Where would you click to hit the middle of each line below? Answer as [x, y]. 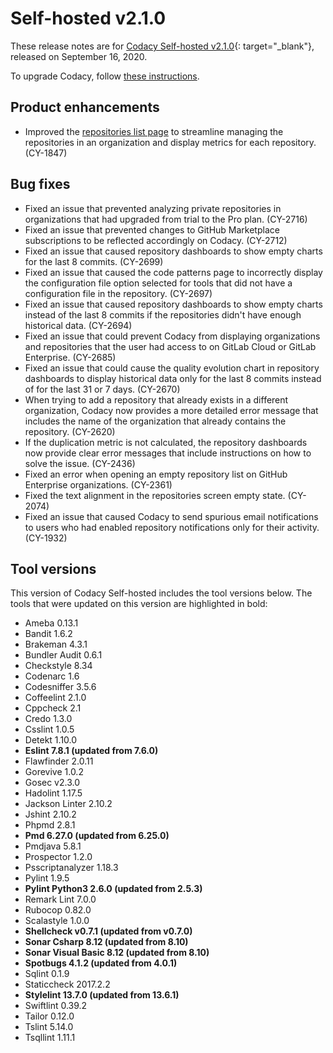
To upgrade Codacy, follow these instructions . [105, 76]
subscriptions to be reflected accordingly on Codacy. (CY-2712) [156, 240]
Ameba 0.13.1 [51, 623]
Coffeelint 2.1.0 [55, 698]
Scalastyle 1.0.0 [57, 921]
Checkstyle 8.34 [58, 666]
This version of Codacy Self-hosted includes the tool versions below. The [161, 593]
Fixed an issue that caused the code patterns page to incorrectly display [173, 272]
